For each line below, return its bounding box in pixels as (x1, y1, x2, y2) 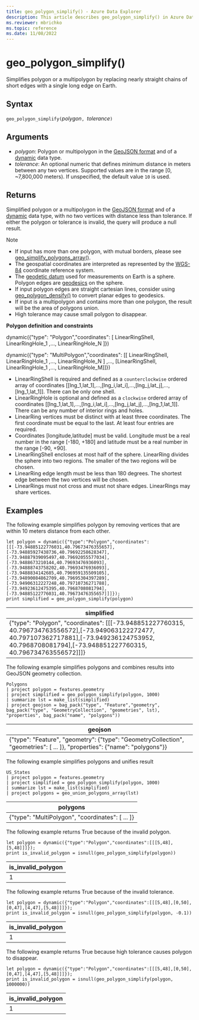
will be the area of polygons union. (14, 304, 99, 311)
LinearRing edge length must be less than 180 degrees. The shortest (14, 469, 182, 477)
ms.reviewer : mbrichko (6, 20, 62, 25)
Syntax (6, 99, 33, 110)
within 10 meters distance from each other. (6, 527, 111, 535)
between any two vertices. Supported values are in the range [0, (14, 166, 172, 173)
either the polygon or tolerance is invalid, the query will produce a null (6, 218, 176, 226)
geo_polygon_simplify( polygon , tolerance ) (6, 115, 113, 122)
